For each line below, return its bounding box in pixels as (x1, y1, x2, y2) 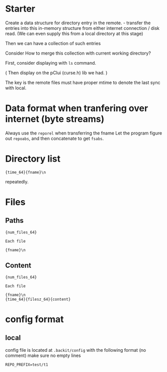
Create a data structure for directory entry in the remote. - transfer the (5, 20, 151, 26)
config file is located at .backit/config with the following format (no (5, 347, 146, 353)
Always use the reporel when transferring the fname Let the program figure (5, 130, 162, 136)
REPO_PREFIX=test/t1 (5, 362, 49, 367)
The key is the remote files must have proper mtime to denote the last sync (5, 79, 160, 85)
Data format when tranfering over (5, 103, 148, 114)
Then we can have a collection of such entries (5, 40, 101, 46)
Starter (5, 3, 35, 15)
